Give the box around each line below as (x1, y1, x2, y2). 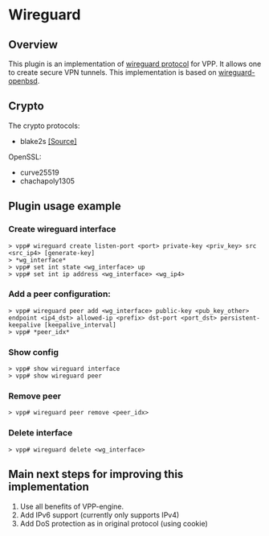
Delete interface (8, 427, 73, 439)
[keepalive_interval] (43, 320, 116, 329)
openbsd (8, 76, 38, 85)
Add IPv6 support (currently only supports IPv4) (19, 509, 180, 520)
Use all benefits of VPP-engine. (19, 501, 124, 511)
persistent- (220, 314, 261, 322)
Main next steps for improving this (8, 468, 184, 481)
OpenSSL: (8, 151, 42, 162)
